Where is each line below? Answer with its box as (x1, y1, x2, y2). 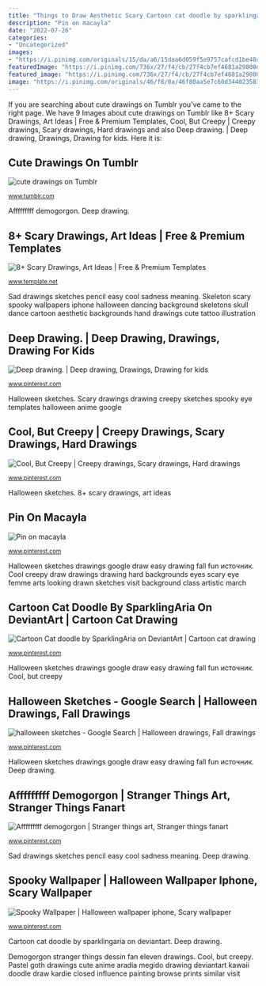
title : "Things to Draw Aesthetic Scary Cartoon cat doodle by (8, 11, 222, 20)
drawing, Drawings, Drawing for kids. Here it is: (8, 133, 162, 142)
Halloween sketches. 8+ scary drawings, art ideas (8, 487, 172, 497)
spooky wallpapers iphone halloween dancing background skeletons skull (8, 300, 249, 309)
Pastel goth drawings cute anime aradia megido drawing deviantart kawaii (8, 960, 249, 969)
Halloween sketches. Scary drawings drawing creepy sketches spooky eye (8, 393, 253, 404)
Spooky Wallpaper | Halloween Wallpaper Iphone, (8, 874, 258, 887)
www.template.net (8, 278, 58, 286)
